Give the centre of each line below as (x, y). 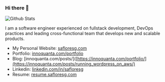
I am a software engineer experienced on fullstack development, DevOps (79, 28)
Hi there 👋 (17, 8)
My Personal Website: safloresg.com (49, 48)
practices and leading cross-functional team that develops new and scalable (83, 34)
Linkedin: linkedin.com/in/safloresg (48, 69)
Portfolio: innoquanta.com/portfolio (48, 53)
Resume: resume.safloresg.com (45, 75)
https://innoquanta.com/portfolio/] (112, 59)
